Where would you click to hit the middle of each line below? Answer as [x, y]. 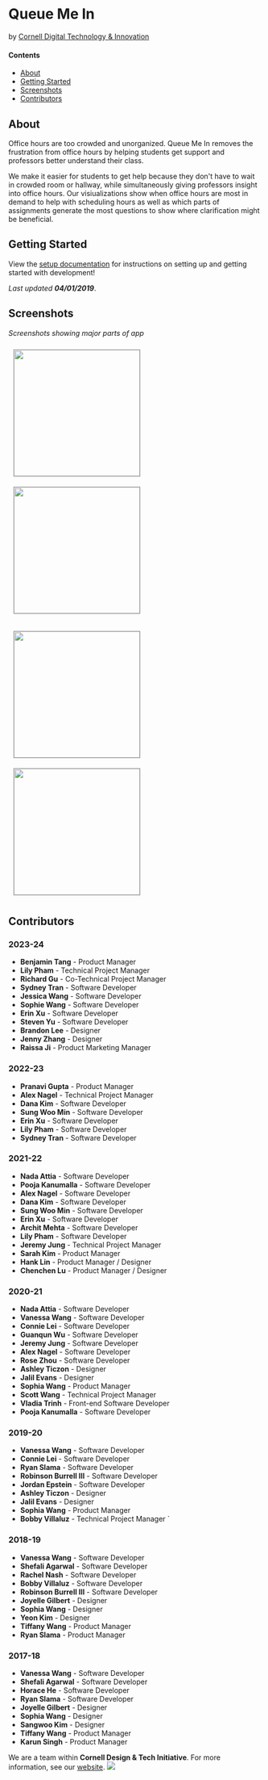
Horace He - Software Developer [75, 1690]
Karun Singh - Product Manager [74, 1742]
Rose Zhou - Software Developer [75, 1360]
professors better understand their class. [76, 160]
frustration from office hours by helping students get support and [117, 152]
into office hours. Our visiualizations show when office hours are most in [128, 193]
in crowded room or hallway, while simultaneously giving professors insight [133, 184]
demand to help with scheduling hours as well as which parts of [114, 202]
